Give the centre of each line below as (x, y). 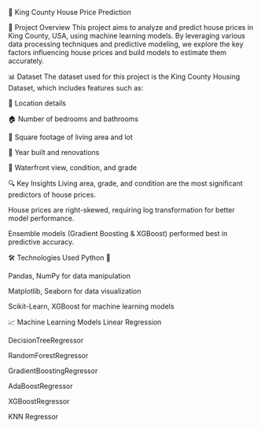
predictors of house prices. (52, 194)
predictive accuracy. (41, 242)
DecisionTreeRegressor (46, 340)
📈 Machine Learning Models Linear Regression (85, 322)
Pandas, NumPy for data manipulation (70, 276)
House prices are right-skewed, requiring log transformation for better (122, 210)
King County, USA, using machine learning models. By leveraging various (127, 36)
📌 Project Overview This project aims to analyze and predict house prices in (131, 27)
